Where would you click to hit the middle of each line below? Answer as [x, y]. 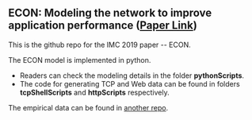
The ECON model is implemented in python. [80, 60]
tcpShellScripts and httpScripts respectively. [94, 92]
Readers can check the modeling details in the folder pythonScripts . [132, 75]
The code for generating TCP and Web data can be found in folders [130, 83]
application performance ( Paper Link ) [103, 26]
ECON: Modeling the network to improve [110, 13]
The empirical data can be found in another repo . [88, 107]
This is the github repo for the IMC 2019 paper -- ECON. [100, 45]
